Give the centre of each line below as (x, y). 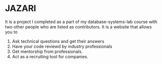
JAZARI (21, 8)
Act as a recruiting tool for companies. (50, 56)
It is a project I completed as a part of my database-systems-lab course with (81, 22)
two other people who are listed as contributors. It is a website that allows (79, 26)
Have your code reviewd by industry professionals (62, 46)
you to (11, 32)
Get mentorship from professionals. (47, 51)
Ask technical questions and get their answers (58, 41)
